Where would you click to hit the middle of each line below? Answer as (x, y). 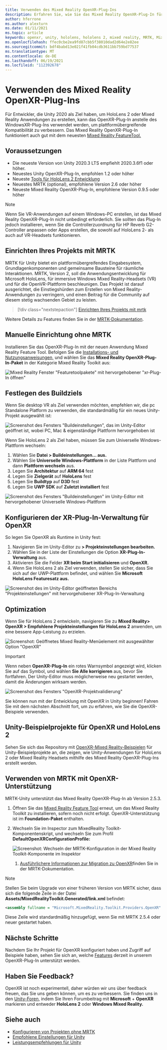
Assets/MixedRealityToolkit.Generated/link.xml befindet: (65, 898)
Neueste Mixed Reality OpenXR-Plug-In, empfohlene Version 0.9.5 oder (86, 189)
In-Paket (14, 363)
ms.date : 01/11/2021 (27, 28)
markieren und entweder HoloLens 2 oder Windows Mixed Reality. (74, 1004)
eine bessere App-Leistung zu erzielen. (45, 631)
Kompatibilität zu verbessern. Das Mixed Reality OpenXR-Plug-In (72, 130)
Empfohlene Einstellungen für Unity (49, 1037)
